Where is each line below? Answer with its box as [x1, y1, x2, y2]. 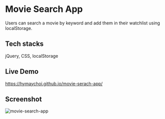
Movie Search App [5, 3, 83, 15]
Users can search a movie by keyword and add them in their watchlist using [5, 20, 161, 26]
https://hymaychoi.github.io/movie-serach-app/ [5, 81, 103, 87]
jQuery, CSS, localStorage [5, 53, 59, 59]
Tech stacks [5, 40, 44, 48]
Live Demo [5, 67, 39, 76]
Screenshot [5, 95, 42, 103]
